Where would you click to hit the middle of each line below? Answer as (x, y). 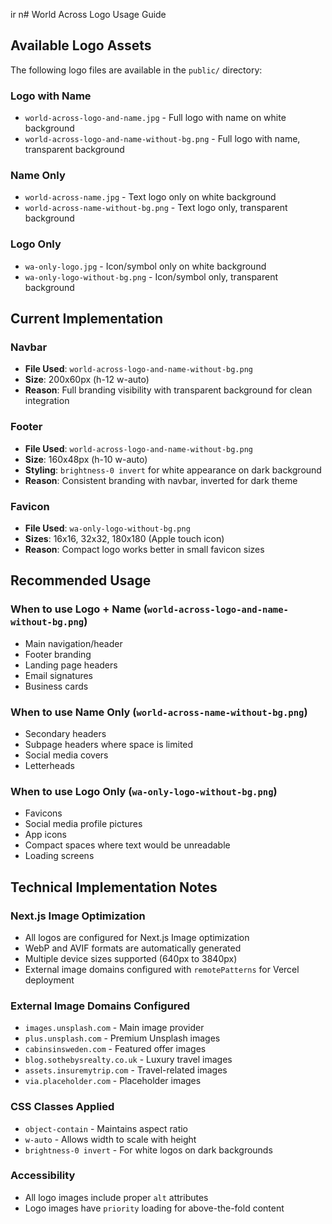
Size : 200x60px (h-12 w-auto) (87, 380)
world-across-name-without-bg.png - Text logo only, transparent (156, 208)
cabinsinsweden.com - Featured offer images (115, 1049)
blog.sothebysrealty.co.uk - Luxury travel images (128, 1060)
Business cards (56, 686)
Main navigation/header (73, 643)
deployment (49, 980)
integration (47, 401)
